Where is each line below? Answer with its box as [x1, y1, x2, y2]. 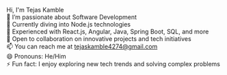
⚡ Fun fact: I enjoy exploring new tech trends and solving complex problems [6, 60, 220, 67]
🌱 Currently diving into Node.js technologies [6, 20, 131, 28]
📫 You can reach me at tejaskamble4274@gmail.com [6, 42, 158, 50]
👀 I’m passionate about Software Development [6, 13, 137, 21]
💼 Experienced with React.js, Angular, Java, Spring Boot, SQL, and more [6, 27, 209, 35]
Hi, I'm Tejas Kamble [6, 6, 64, 14]
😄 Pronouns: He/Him [6, 52, 66, 60]
